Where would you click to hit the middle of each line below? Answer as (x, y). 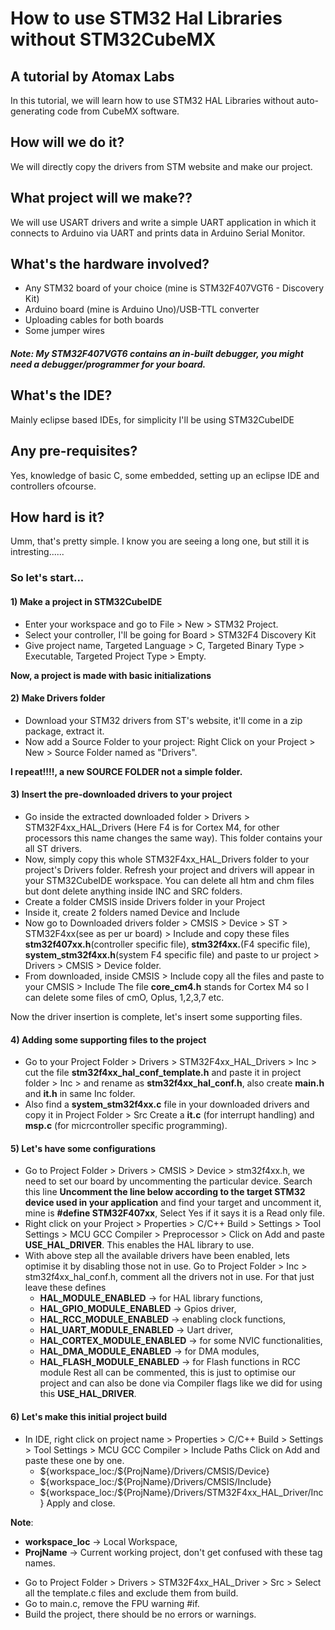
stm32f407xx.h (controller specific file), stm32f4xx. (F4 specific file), (167, 944)
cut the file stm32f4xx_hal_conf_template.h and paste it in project (163, 1073)
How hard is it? (57, 517)
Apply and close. (81, 1503)
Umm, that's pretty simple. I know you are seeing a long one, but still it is (160, 541)
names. (40, 1563)
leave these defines (65, 1288)
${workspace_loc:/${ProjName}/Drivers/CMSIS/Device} (154, 1471)
